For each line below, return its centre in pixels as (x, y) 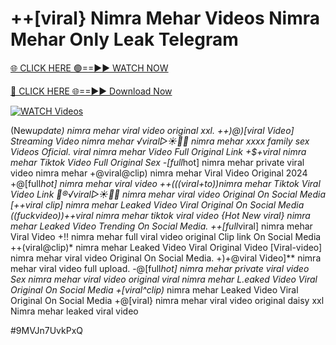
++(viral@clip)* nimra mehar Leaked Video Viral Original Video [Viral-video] (166, 247)
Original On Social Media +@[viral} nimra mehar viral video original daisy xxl (167, 300)
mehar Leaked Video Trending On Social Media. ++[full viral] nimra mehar (161, 226)
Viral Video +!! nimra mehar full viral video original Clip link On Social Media (166, 236)
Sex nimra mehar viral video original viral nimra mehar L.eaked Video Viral (164, 279)
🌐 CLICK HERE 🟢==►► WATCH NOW (89, 68)
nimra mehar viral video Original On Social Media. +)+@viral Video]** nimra (166, 258)
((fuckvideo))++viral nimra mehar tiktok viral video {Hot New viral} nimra (160, 215)
